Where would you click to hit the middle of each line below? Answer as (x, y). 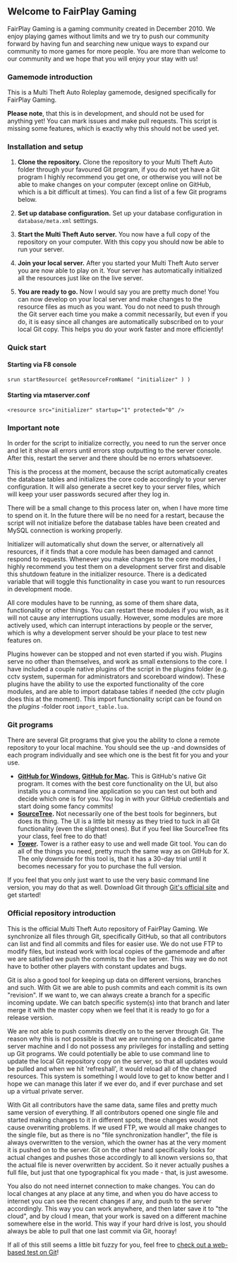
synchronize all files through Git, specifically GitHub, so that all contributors (117, 936)
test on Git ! (43, 1252)
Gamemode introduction (50, 77)
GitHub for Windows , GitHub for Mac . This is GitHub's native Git (112, 777)
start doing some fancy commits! (65, 806)
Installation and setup (45, 147)
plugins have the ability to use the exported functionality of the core (106, 684)
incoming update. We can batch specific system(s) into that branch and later (119, 1002)
